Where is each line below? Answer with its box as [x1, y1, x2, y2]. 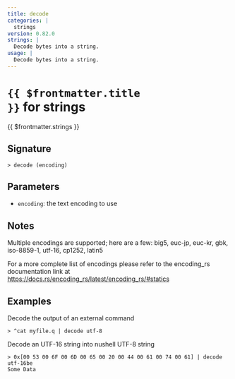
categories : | [7, 17, 49, 24]
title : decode [7, 10, 49, 18]
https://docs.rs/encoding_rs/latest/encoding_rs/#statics [7, 275, 170, 283]
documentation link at [7, 267, 71, 276]
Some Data [7, 366, 37, 373]
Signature [7, 143, 52, 155]
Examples [7, 295, 52, 307]
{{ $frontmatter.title [7, 86, 140, 100]
